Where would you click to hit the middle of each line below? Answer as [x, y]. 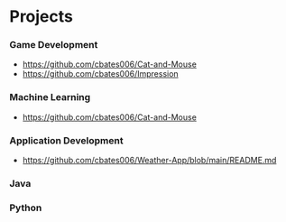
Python [26, 208]
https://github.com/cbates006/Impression [100, 74]
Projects [42, 17]
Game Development [54, 45]
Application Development [66, 140]
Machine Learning [50, 97]
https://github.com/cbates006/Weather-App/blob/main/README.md [149, 161]
